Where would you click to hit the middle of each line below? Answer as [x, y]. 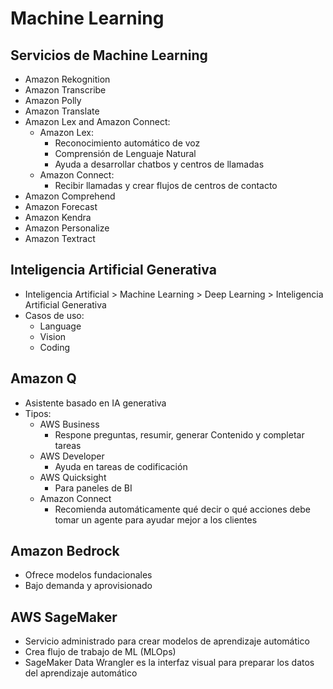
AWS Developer [72, 456]
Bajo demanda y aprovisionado [88, 586]
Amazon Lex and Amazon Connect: [97, 121]
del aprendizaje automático [81, 673]
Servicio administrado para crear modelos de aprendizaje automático [167, 641]
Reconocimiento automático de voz [127, 143]
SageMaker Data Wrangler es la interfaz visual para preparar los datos [169, 663]
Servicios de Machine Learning [109, 55]
